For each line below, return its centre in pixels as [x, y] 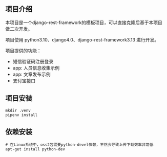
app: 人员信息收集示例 [36, 68]
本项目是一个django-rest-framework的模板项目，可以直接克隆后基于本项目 [84, 23]
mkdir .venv [18, 110]
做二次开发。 [19, 29]
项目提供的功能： [23, 51]
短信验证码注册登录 [33, 61]
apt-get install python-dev [35, 149]
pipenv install [22, 115]
